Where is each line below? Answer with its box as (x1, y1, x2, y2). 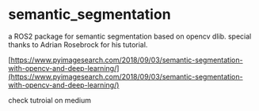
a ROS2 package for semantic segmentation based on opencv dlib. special (8, 31, 252, 41)
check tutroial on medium (8, 95, 92, 105)
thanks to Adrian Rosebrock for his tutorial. (8, 39, 148, 49)
